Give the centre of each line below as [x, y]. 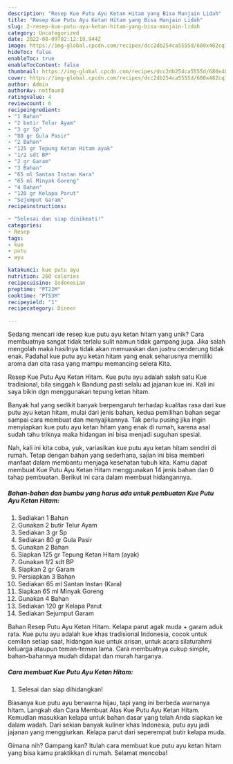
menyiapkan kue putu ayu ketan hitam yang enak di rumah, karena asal [109, 427]
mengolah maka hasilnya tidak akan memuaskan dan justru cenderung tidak [116, 349]
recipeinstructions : [38, 207]
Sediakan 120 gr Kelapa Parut [60, 606]
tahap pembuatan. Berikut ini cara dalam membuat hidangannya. [100, 477]
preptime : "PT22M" [34, 289]
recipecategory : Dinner [42, 308]
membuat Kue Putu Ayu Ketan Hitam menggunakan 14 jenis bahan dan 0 [111, 470]
